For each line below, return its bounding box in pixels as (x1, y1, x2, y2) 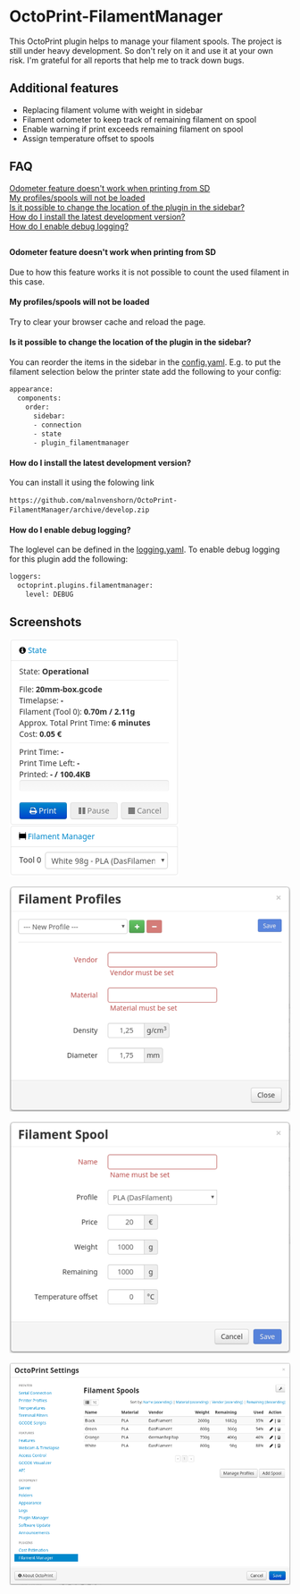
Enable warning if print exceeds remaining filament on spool (21, 123, 244, 134)
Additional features (9, 81, 119, 96)
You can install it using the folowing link (9, 477, 154, 488)
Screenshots (9, 615, 82, 630)
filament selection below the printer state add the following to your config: (9, 366, 281, 377)
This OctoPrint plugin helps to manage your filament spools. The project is (9, 36, 283, 47)
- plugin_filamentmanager (32, 438, 129, 447)
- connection (32, 420, 82, 429)
